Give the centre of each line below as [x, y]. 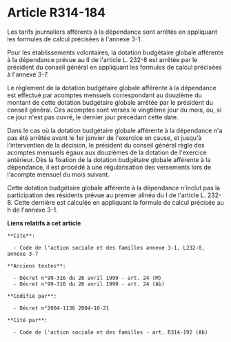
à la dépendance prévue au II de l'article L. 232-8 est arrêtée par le [102, 59]
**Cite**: [21, 236]
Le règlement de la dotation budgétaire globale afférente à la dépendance [112, 88]
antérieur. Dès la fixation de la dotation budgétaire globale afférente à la [109, 159]
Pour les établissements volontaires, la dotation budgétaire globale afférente [115, 52]
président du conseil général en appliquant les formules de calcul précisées [114, 67]
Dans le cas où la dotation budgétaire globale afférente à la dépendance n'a [115, 130]
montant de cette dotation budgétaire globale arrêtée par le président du [110, 102]
